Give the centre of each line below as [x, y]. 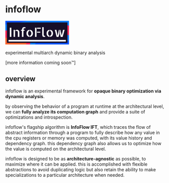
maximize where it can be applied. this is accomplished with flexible [76, 164]
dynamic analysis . [25, 96]
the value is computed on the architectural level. [56, 149]
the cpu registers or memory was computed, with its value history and [79, 138]
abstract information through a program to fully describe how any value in [83, 132]
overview [20, 78]
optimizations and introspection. [39, 117]
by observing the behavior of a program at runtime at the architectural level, [85, 106]
